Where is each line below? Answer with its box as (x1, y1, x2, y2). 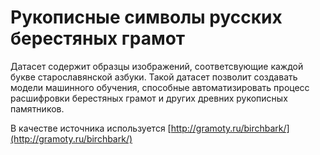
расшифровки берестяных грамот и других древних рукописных (10, 92, 288, 104)
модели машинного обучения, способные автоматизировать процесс (10, 81, 310, 93)
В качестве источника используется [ (10, 122, 172, 134)
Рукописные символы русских (10, 6, 283, 29)
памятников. (10, 102, 65, 115)
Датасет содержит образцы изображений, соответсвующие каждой (10, 60, 304, 72)
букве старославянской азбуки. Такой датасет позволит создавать (10, 71, 298, 83)
